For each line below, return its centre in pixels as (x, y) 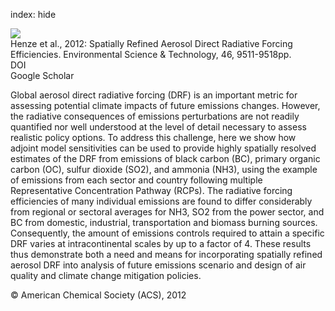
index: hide (33, 14)
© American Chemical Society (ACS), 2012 (98, 295)
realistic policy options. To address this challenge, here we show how (153, 137)
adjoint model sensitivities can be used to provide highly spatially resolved (163, 148)
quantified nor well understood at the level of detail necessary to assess (158, 127)
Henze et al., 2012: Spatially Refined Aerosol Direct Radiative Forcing (151, 43)
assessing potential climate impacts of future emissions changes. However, (165, 105)
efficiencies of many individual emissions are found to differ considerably (161, 201)
